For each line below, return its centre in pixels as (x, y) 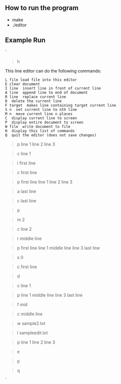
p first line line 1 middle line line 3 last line (58, 248)
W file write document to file (38, 127)
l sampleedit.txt (32, 332)
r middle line (29, 238)
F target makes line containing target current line (61, 105)
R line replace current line (36, 97)
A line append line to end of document (47, 92)
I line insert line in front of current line (53, 88)
